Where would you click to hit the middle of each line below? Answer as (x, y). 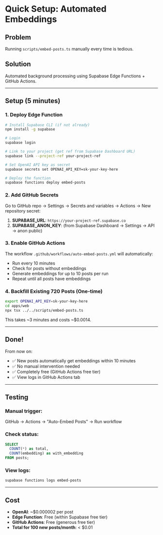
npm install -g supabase (30, 129)
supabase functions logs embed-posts (43, 481)
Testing (17, 397)
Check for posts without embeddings (49, 268)
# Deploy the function (28, 178)
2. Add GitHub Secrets (32, 195)
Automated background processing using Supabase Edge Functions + (75, 76)
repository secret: (23, 211)
